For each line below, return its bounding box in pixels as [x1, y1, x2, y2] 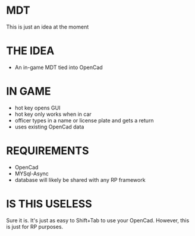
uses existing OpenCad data [14, 123, 84, 130]
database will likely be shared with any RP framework [14, 176, 146, 183]
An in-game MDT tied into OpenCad [14, 64, 103, 71]
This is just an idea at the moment [6, 23, 89, 30]
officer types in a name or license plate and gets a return [14, 117, 154, 124]
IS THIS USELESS [6, 197, 92, 210]
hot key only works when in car [14, 111, 92, 118]
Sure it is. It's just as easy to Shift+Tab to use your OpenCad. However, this [6, 216, 190, 224]
